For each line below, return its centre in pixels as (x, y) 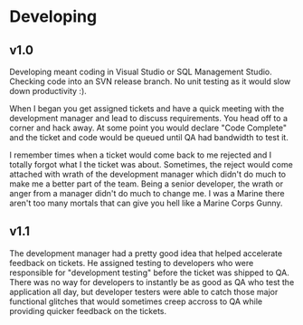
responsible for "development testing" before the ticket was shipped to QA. (149, 272)
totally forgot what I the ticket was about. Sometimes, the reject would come (151, 164)
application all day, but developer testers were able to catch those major (144, 292)
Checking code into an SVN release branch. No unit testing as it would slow (150, 81)
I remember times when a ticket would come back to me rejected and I (141, 155)
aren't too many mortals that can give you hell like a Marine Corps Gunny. (146, 203)
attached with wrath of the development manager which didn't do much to (148, 174)
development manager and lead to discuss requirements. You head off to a (148, 118)
